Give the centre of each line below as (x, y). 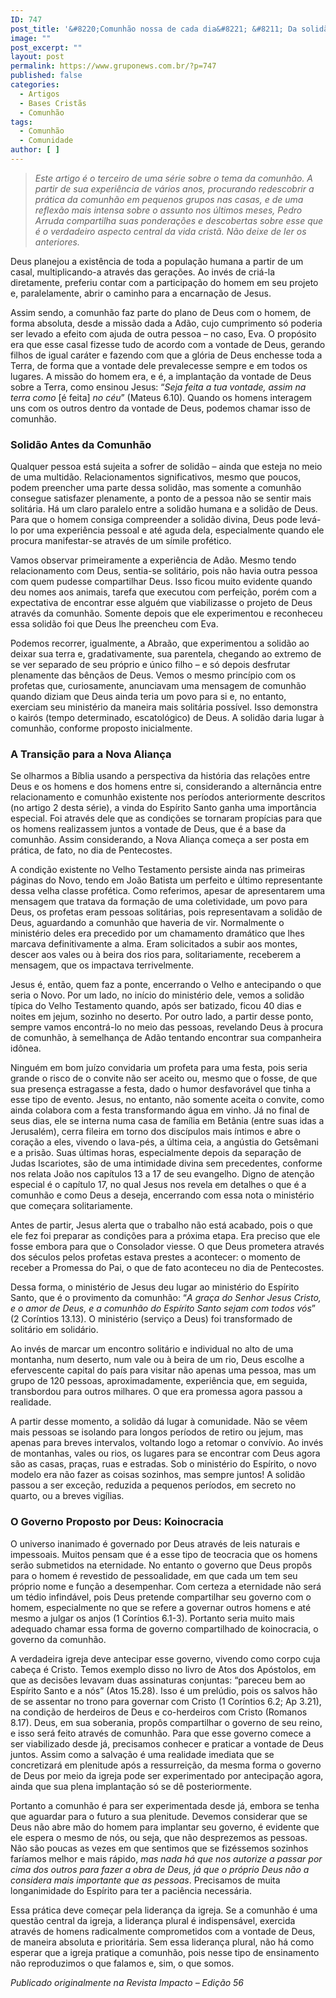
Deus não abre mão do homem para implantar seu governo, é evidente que (165, 1827)
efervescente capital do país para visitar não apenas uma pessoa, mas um (163, 1370)
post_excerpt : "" (46, 47)
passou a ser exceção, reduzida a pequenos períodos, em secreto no (153, 1485)
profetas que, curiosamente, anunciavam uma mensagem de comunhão (158, 686)
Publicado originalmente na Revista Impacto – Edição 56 (127, 1982)
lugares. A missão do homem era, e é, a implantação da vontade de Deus (161, 376)
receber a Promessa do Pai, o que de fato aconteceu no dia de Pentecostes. (167, 1268)
